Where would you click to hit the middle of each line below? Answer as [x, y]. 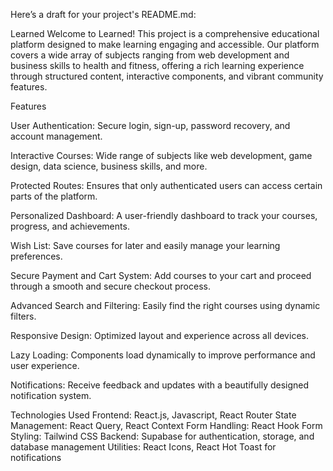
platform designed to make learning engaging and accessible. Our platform [165, 44]
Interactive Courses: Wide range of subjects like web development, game [161, 155]
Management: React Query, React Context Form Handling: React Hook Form [166, 425]
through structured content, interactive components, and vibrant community [167, 76]
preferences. [36, 256]
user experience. [45, 365]
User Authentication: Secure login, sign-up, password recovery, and [150, 125]
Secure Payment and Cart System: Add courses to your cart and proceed [161, 275]
